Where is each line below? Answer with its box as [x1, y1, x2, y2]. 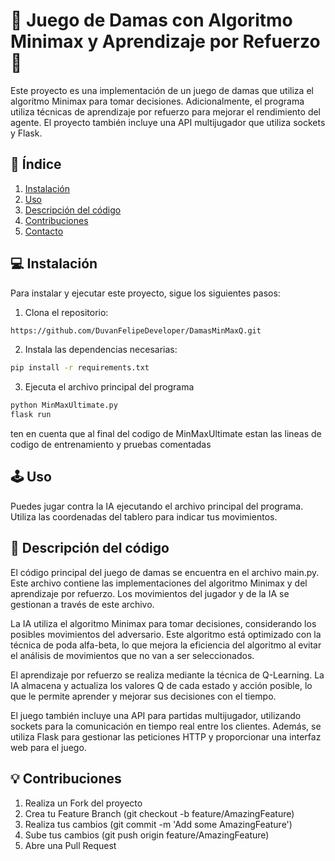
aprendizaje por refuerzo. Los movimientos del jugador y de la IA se [10, 587, 290, 599]
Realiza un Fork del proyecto [24, 797, 143, 809]
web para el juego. [10, 741, 87, 753]
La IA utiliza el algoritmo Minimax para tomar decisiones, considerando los [10, 617, 317, 629]
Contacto [24, 225, 64, 237]
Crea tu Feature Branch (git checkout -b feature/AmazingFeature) [24, 807, 295, 819]
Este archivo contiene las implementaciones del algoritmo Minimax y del [10, 577, 308, 589]
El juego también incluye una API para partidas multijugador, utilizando [10, 709, 302, 721]
